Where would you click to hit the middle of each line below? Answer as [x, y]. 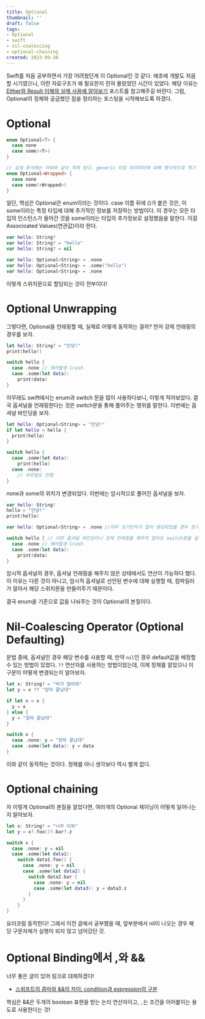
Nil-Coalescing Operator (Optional [95, 626]
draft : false [23, 23]
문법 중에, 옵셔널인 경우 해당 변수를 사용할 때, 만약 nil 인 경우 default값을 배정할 [101, 657]
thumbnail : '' [24, 18]
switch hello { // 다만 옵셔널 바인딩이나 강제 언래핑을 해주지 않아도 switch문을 [99, 538]
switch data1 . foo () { [45, 860]
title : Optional [27, 12]
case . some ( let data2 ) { [54, 871]
